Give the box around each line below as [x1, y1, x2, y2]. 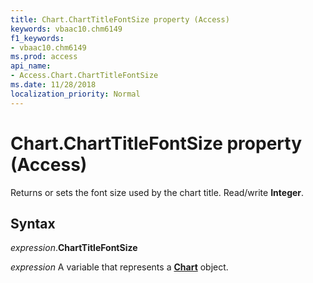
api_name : [10, 61, 52, 71]
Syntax [10, 215, 56, 232]
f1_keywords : [10, 33, 65, 43]
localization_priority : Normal [10, 89, 141, 99]
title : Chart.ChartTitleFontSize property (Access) [10, 14, 230, 25]
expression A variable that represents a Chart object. [10, 261, 229, 273]
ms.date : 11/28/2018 [10, 80, 97, 90]
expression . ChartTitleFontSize [10, 242, 138, 254]
